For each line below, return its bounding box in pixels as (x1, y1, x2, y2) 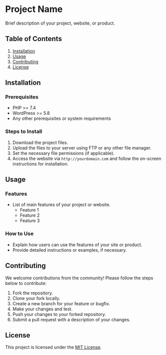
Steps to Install (5, 128, 42, 135)
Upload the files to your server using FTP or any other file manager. (12, 144, 151, 151)
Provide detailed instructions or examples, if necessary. (12, 247, 127, 253)
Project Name (5, 4, 63, 15)
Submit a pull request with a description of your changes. (12, 316, 131, 322)
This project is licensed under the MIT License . (5, 344, 102, 350)
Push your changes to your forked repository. (12, 311, 106, 317)
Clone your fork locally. (12, 295, 60, 301)
